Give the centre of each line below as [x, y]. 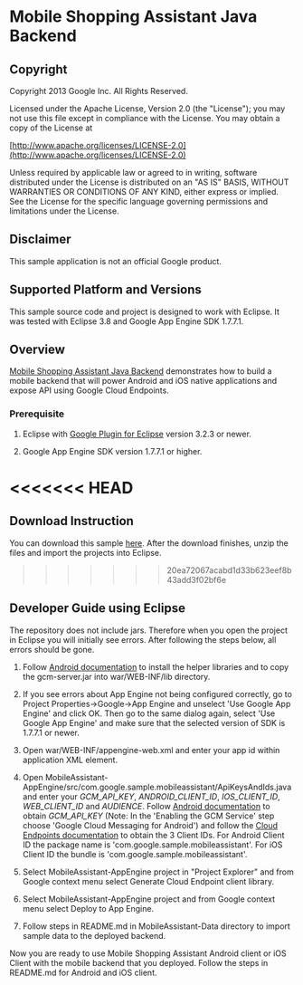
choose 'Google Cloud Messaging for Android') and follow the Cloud [150, 825]
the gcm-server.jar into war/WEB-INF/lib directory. [116, 676]
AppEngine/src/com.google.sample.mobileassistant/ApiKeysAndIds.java [157, 787]
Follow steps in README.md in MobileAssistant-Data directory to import [156, 926]
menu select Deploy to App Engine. [88, 908]
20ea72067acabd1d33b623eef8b [229, 570]
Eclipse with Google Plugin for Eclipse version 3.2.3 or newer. [137, 434]
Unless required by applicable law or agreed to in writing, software [133, 172]
